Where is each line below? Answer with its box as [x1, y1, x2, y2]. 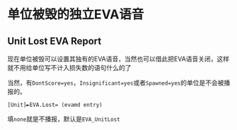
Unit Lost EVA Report [7, 35, 102, 47]
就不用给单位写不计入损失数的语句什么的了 [7, 64, 132, 71]
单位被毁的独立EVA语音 [7, 6, 144, 23]
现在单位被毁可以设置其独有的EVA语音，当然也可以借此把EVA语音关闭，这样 [7, 54, 230, 63]
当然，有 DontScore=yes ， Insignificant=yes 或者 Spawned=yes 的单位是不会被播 [7, 78, 231, 87]
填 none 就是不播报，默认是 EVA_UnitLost [7, 114, 120, 123]
